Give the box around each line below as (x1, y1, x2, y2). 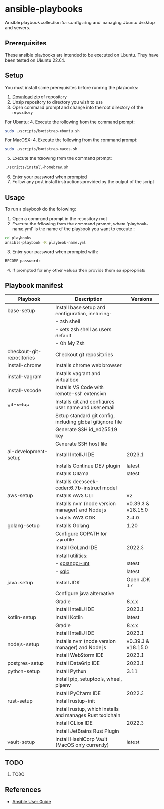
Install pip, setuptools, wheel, (55, 676, 122, 683)
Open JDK (126, 576, 150, 583)
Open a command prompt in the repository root (12, 216, 107, 221)
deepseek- (72, 478, 99, 485)
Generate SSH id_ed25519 (55, 427, 118, 433)
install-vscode (7, 387, 41, 394)
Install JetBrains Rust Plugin (55, 728, 119, 735)
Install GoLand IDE (55, 544, 98, 551)
